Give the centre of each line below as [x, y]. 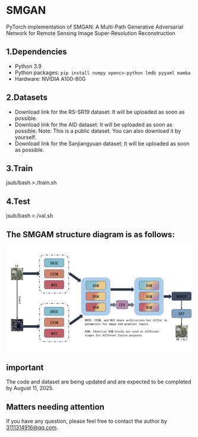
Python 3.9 [28, 66]
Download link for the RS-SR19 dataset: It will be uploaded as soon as [100, 112]
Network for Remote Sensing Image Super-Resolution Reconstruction [91, 33]
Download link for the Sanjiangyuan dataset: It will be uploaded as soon [102, 143]
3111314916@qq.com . [32, 427]
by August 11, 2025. [30, 388]
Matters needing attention [55, 407]
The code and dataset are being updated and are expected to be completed [99, 382]
